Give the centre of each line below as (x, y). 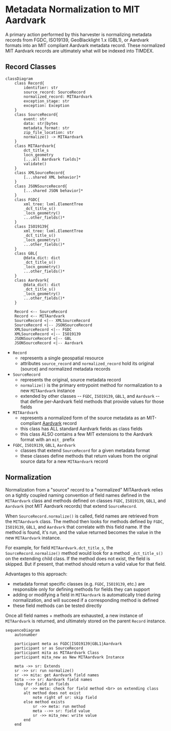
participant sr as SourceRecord (49, 648)
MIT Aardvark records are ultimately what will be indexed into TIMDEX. (80, 51)
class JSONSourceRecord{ (41, 186)
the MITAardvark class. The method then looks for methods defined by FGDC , (85, 521)
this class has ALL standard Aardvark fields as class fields (81, 428)
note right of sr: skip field (65, 697)
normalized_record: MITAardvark (58, 96)
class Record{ (29, 83)
